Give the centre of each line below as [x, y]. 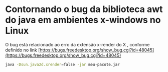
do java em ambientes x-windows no [83, 20]
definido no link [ [23, 50]
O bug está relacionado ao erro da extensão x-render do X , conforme [77, 44]
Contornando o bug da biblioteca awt [84, 9]
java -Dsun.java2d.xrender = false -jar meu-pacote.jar [63, 64]
